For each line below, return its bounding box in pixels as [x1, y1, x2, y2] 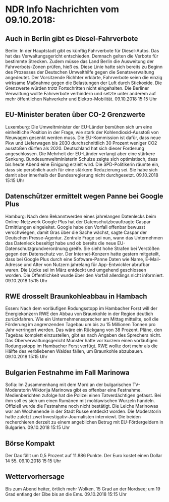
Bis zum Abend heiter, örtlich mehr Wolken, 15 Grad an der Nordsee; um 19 [5, 485, 160, 492]
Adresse [5, 261, 23, 268]
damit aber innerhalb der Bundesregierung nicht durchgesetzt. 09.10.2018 [5, 172, 159, 178]
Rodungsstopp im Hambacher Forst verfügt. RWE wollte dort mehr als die [5, 343, 158, 349]
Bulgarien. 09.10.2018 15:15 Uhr [5, 424, 70, 430]
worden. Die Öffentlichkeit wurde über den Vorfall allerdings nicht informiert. [5, 272, 164, 278]
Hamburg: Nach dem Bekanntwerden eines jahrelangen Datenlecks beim [5, 213, 156, 219]
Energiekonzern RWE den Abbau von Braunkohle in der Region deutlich [5, 311, 153, 317]
